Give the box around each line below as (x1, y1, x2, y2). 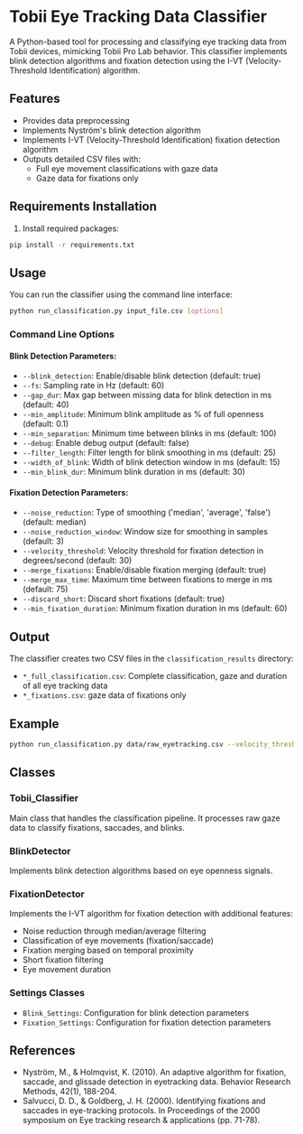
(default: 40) (22, 399, 69, 410)
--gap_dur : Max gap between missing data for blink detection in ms (22, 390, 272, 401)
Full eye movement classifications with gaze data (35, 163, 218, 173)
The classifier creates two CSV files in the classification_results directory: (9, 653, 294, 665)
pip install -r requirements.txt (9, 240, 135, 249)
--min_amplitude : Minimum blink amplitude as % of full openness (22, 409, 264, 420)
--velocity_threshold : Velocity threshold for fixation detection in (22, 545, 264, 556)
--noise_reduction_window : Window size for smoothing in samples (22, 526, 269, 537)
